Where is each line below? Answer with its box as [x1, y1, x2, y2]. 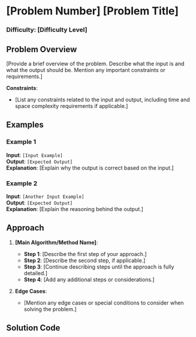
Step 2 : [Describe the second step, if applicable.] [23, 257, 146, 264]
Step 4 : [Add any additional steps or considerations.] [23, 276, 155, 283]
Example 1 [6, 138, 37, 146]
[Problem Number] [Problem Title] [6, 4, 179, 18]
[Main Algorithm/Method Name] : [14, 239, 98, 246]
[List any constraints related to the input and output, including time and [14, 96, 190, 103]
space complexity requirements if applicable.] [14, 102, 128, 109]
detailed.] [23, 269, 48, 276]
